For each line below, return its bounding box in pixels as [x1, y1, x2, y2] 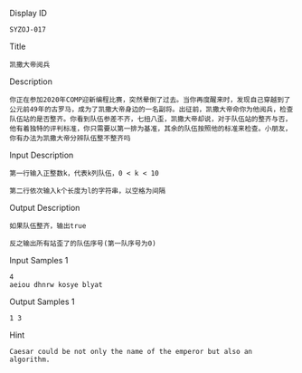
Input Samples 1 [9, 255, 69, 265]
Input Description [9, 149, 74, 160]
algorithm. [9, 355, 51, 364]
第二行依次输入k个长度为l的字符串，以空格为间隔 [9, 186, 165, 196]
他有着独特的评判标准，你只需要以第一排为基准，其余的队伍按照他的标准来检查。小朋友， [9, 124, 292, 133]
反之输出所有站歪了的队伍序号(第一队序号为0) [9, 239, 156, 248]
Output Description [9, 203, 80, 213]
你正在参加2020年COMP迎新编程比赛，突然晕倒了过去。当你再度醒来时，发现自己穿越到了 [9, 95, 291, 104]
